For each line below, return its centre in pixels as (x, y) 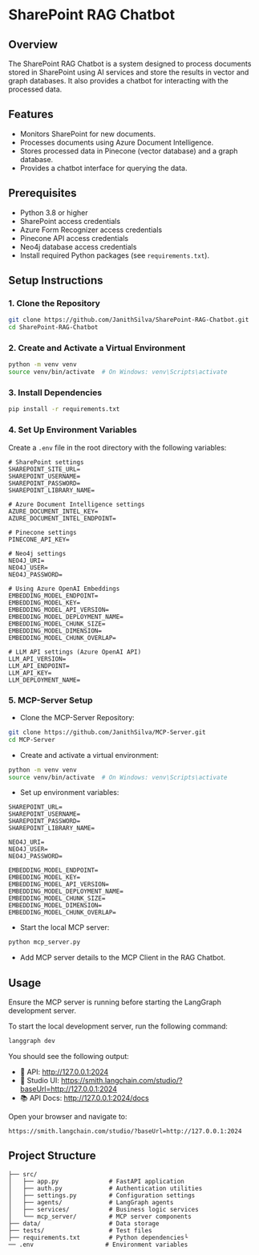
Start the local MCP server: (65, 927)
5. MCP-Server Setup (51, 700)
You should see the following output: (69, 1056)
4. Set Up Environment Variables (73, 430)
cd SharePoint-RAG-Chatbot (53, 328)
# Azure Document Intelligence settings (77, 504)
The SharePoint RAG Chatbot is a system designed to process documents (130, 63)
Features (31, 114)
